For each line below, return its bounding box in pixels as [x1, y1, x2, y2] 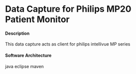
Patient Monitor [5, 14, 70, 25]
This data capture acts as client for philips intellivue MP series [5, 41, 131, 47]
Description [5, 30, 30, 36]
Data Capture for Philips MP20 [5, 3, 132, 15]
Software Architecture [5, 52, 52, 58]
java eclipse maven [5, 63, 44, 69]
